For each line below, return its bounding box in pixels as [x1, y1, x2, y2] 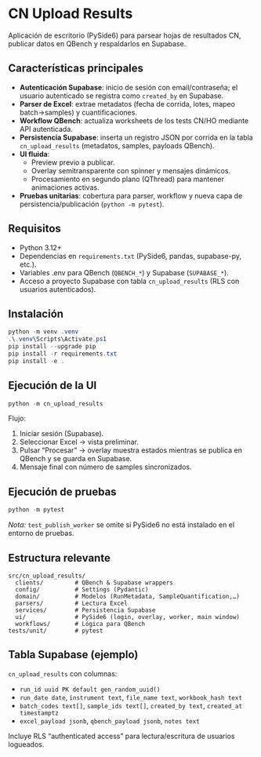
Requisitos [8, 222, 61, 235]
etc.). [19, 260, 37, 269]
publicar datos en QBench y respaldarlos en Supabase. [8, 38, 187, 48]
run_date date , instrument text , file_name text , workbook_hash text [19, 692, 243, 702]
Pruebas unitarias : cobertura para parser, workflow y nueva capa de [19, 191, 243, 200]
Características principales [8, 62, 143, 75]
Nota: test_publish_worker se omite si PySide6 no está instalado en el [8, 520, 235, 530]
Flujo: [8, 413, 26, 424]
